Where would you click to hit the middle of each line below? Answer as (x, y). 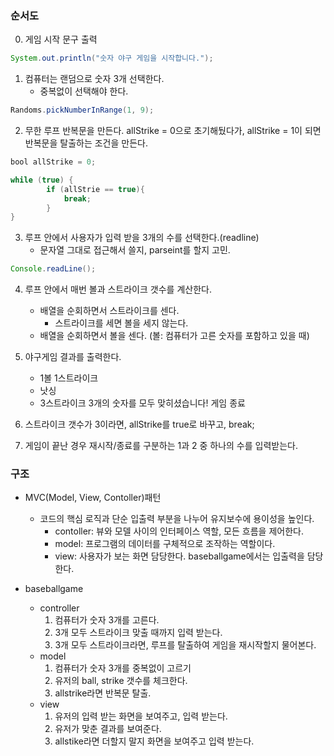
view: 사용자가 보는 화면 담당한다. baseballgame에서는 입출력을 (179, 556)
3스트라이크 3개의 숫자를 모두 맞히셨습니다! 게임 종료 (142, 403)
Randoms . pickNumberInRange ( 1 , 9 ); (82, 110)
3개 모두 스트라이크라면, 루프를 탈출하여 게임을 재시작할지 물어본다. (185, 645)
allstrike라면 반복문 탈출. (103, 693)
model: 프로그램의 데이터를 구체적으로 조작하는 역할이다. (165, 544)
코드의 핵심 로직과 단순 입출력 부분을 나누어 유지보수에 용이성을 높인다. (177, 519)
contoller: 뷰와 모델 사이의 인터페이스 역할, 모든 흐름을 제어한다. (179, 531)
